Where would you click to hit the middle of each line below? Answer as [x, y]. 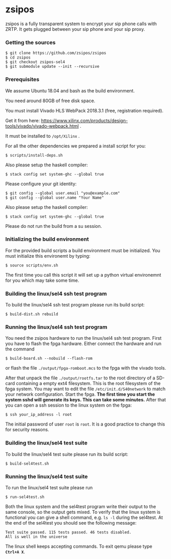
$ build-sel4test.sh [27, 464]
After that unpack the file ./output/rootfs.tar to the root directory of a [80, 378]
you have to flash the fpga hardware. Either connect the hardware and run [83, 344]
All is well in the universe [36, 537]
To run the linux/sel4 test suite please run [49, 488]
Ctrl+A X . [15, 552]
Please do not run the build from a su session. [54, 226]
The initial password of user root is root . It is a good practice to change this [85, 424]
